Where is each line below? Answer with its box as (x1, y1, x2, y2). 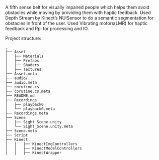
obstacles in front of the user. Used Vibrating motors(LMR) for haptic (5, 20, 148, 26)
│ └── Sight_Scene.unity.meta (5, 124, 73, 129)
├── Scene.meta (5, 128, 37, 133)
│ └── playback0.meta (5, 106, 55, 111)
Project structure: (5, 35, 42, 41)
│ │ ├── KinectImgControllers (5, 141, 78, 146)
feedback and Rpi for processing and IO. (5, 26, 89, 32)
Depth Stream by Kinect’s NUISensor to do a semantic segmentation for (5, 15, 154, 21)
